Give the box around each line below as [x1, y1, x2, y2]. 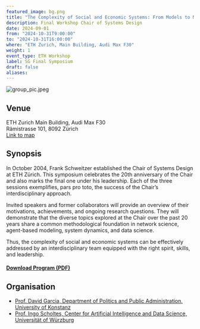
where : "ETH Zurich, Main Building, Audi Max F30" [6, 42, 135, 48]
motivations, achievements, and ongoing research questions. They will [6, 208, 179, 215]
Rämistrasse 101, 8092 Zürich [6, 126, 79, 133]
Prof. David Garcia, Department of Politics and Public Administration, [14, 297, 183, 305]
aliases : [6, 70, 28, 76]
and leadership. [6, 250, 45, 258]
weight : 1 [6, 48, 31, 54]
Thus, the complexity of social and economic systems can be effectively [6, 238, 183, 245]
